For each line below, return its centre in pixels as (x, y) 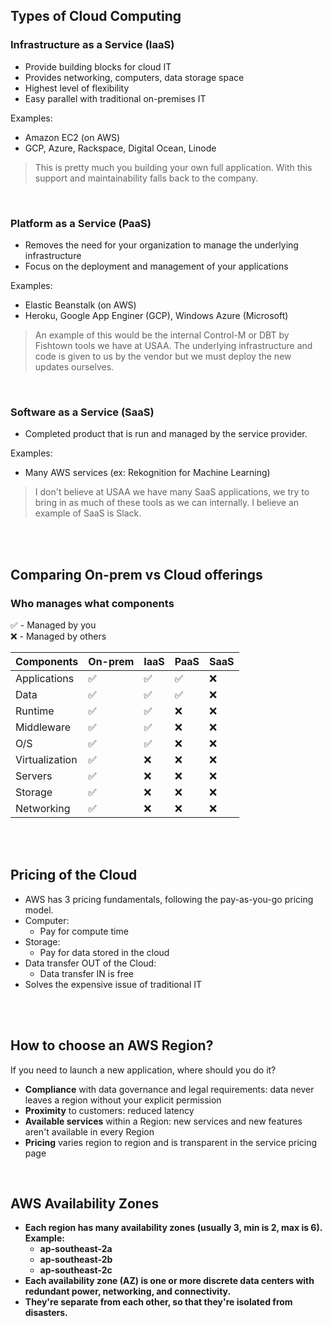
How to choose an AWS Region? (112, 1045)
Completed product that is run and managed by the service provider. (166, 434)
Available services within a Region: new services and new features (163, 1121)
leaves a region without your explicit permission (123, 1100)
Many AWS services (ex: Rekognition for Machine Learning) (147, 473)
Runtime (35, 711)
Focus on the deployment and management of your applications (156, 266)
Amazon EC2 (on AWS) (72, 137)
